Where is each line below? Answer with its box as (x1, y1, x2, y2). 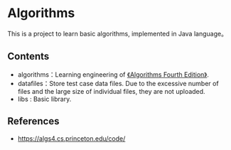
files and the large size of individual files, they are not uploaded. (17, 87, 205, 95)
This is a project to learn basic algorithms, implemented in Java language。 (7, 29, 227, 38)
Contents (7, 50, 50, 63)
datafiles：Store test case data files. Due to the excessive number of (17, 79, 219, 87)
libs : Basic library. (17, 95, 72, 103)
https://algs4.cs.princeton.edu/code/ (17, 134, 126, 143)
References (7, 115, 60, 127)
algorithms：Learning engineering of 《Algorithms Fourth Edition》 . (17, 70, 210, 79)
